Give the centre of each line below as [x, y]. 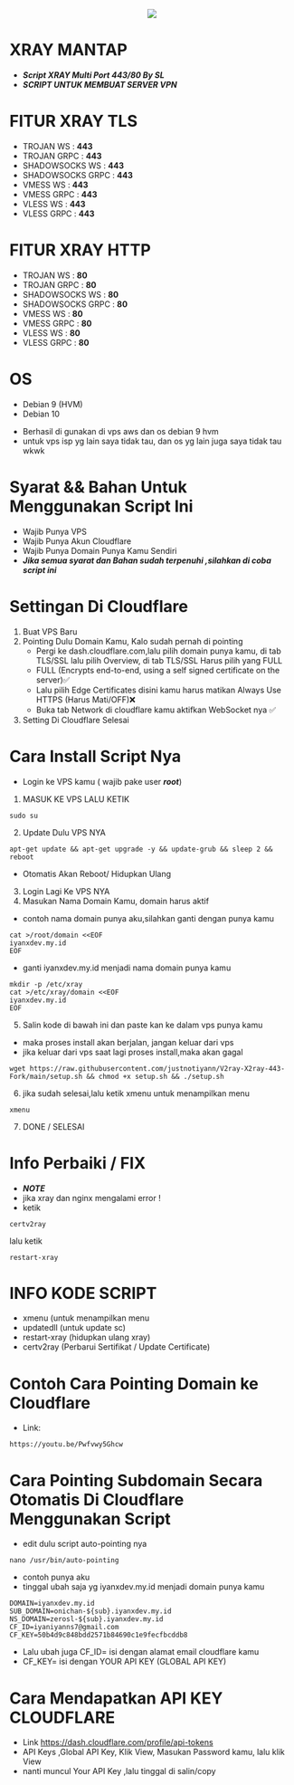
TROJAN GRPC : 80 [59, 284]
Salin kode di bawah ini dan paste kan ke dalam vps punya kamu [142, 1025]
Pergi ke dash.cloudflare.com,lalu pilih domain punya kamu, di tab [159, 651]
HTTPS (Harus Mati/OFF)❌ [85, 699]
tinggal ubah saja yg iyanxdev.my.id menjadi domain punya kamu [143, 1587]
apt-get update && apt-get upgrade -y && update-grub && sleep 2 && [141, 849]
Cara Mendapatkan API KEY [116, 1698]
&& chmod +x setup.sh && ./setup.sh [155, 1076]
